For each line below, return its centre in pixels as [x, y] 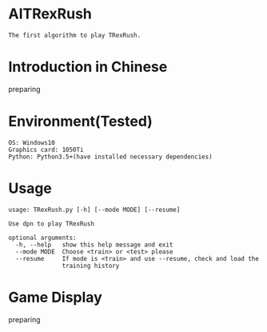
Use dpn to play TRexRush [51, 224]
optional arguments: [43, 238]
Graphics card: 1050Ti [46, 150]
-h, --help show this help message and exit [94, 245]
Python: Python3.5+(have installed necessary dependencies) [111, 157]
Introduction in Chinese [88, 67]
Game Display [55, 297]
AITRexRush [50, 14]
